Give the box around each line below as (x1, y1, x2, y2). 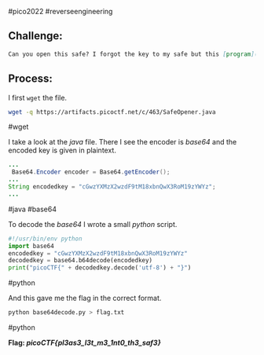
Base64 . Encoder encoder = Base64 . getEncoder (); (11, 168, 170, 176)
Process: (8, 72, 53, 86)
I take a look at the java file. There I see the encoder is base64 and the (8, 137, 237, 147)
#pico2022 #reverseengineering (8, 7, 113, 16)
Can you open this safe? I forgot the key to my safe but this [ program (8, 50, 251, 58)
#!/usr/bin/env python (8, 235, 82, 243)
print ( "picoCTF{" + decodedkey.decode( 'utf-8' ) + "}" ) (8, 264, 192, 272)
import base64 (8, 242, 55, 250)
